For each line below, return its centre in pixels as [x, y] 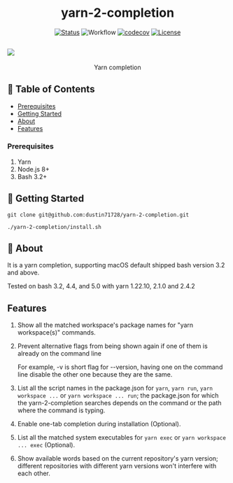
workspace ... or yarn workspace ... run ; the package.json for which [118, 395]
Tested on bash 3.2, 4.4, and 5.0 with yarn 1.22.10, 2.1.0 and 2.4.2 [101, 286]
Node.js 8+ [34, 169]
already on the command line [59, 353]
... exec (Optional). [46, 445]
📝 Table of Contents [51, 89]
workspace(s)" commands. [56, 332]
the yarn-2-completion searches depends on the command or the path [119, 403]
